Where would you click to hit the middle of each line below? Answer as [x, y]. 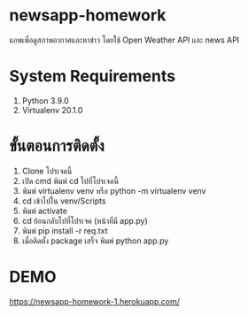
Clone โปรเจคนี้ [47, 171]
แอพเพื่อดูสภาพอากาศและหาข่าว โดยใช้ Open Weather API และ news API [124, 40]
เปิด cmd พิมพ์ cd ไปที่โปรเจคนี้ [70, 181]
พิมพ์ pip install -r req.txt [65, 230]
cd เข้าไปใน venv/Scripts [64, 201]
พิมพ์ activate [45, 211]
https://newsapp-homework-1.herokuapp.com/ [94, 301]
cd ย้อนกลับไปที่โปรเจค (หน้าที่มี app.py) [85, 220]
